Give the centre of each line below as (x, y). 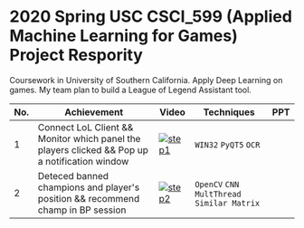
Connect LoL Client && (85, 127)
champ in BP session (82, 210)
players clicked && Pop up (93, 149)
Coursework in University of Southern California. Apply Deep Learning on (146, 80)
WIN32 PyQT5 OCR (227, 145)
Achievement (94, 112)
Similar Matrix (227, 203)
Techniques (229, 112)
